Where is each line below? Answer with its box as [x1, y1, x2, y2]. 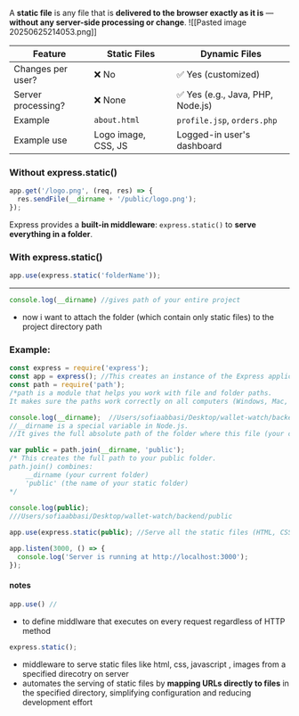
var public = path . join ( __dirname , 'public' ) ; [9, 446, 185, 455]
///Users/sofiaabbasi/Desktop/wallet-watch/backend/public [9, 512, 233, 521]
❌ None [93, 94, 126, 106]
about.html [93, 115, 141, 125]
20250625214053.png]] [9, 27, 97, 37]
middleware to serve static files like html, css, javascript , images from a [21, 659, 287, 670]
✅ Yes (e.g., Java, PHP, [176, 88, 274, 101]
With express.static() [9, 251, 103, 263]
